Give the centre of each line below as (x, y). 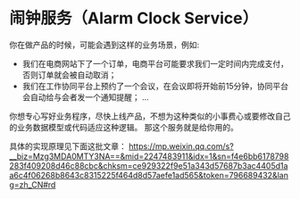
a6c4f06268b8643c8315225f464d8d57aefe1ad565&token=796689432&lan (149, 175)
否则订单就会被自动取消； (69, 75)
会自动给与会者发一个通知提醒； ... (85, 97)
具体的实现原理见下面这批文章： (68, 146)
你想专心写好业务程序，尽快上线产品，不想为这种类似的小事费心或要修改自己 (150, 116)
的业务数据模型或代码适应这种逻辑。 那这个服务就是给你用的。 (124, 127)
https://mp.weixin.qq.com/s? (181, 146)
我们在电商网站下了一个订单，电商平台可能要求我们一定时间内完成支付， (155, 63)
